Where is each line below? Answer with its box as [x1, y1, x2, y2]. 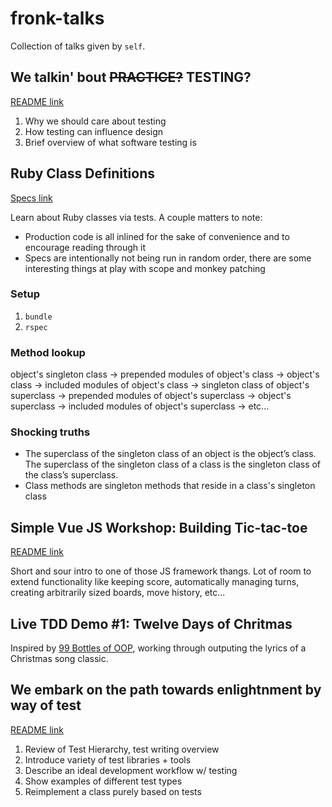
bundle [24, 312, 53, 322]
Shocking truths [10, 425, 91, 439]
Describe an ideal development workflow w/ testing [24, 764, 238, 776]
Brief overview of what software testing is [24, 136, 197, 148]
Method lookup [10, 345, 86, 359]
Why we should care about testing [24, 115, 167, 127]
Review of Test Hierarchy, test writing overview [24, 743, 220, 755]
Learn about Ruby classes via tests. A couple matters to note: [10, 211, 263, 223]
